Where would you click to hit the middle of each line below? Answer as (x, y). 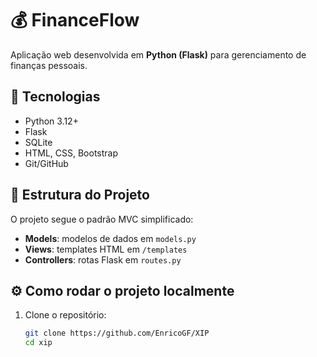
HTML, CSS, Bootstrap (71, 153)
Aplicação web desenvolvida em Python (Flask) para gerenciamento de (158, 54)
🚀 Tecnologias (55, 97)
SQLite (38, 142)
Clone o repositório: (65, 315)
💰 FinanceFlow (75, 20)
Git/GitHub (46, 163)
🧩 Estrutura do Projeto (80, 195)
